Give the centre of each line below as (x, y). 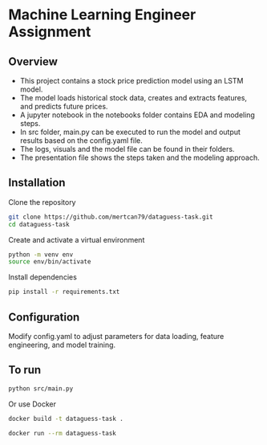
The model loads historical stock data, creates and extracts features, (133, 98)
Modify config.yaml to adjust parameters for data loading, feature (116, 336)
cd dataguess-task (39, 224)
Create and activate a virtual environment (77, 239)
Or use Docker (32, 404)
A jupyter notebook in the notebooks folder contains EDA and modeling (137, 115)
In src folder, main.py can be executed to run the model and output (130, 132)
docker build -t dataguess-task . (66, 418)
